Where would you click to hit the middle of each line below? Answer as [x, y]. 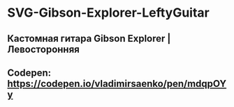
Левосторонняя [44, 49]
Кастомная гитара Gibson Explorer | [89, 39]
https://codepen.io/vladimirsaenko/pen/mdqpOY [117, 84]
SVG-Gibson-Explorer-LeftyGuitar [108, 13]
